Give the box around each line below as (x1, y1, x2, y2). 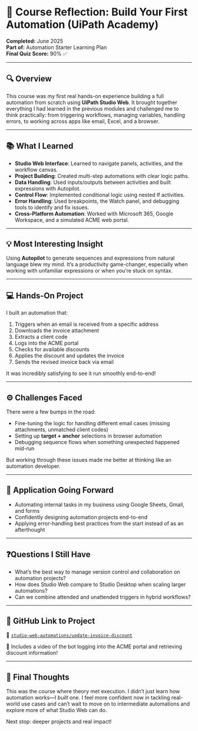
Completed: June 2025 (6, 37, 64, 44)
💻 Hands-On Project (6, 290, 84, 300)
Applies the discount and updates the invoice (14, 352, 125, 360)
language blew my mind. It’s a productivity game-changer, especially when (6, 261, 188, 268)
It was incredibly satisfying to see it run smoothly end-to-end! (6, 370, 156, 377)
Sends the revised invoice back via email (14, 358, 114, 365)
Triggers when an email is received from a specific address (14, 321, 159, 328)
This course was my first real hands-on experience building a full (6, 92, 164, 99)
